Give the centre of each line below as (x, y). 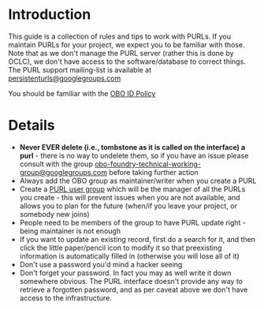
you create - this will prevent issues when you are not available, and (130, 197)
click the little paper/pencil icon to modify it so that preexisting (121, 248)
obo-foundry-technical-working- (147, 164)
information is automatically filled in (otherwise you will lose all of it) (130, 256)
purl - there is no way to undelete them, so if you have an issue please (134, 155)
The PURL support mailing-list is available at (80, 69)
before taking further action (154, 172)
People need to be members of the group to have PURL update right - (133, 222)
